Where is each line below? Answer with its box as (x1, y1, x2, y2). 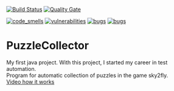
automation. (6, 65, 37, 72)
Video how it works (6, 78, 55, 85)
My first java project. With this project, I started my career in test (6, 58, 168, 66)
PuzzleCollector (6, 39, 89, 53)
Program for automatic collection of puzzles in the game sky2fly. (6, 72, 169, 79)
